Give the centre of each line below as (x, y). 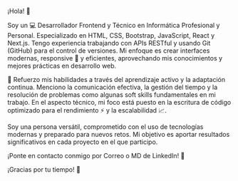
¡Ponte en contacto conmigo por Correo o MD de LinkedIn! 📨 (96, 156)
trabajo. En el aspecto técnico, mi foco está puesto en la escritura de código (119, 102)
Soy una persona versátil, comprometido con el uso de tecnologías (105, 127)
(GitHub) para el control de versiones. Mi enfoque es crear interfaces (109, 51)
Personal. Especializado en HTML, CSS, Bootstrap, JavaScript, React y (111, 35)
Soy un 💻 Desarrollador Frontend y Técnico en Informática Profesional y (114, 25)
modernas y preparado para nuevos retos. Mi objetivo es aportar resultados (119, 134)
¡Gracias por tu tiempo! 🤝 (44, 170)
